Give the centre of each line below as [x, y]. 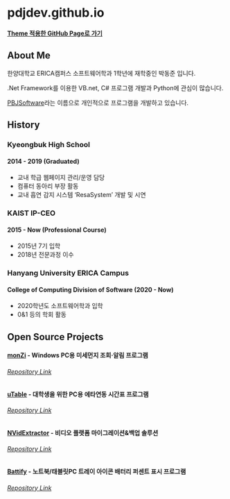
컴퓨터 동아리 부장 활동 [48, 186]
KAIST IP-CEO [32, 213]
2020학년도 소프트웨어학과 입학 [60, 306]
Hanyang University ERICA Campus [68, 273]
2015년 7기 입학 [39, 246]
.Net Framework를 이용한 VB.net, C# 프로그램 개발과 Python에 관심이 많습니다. [115, 87]
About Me [29, 56]
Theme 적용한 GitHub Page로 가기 [55, 33]
